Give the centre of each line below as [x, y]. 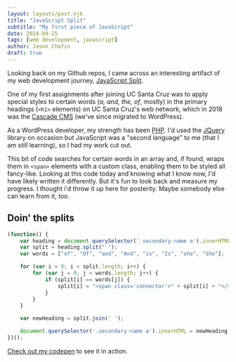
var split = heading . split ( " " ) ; [69, 247]
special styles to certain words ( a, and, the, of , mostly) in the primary [107, 101]
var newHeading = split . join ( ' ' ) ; [72, 318]
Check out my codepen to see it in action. [67, 351]
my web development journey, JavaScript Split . [76, 80]
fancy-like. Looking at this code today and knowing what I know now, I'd [112, 174]
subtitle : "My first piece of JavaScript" [70, 27]
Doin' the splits [41, 218]
